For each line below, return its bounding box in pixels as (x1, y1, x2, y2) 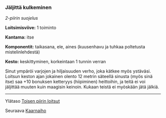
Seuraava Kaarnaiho (5, 108, 46, 114)
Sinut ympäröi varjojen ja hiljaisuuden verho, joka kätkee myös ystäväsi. (5, 68, 151, 74)
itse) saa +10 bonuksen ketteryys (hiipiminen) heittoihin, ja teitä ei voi (5, 79, 146, 85)
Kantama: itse (5, 34, 35, 40)
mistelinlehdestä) (5, 49, 41, 55)
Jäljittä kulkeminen (5, 4, 52, 11)
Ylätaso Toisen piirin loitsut (5, 98, 60, 104)
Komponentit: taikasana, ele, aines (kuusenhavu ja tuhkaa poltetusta (5, 44, 146, 50)
